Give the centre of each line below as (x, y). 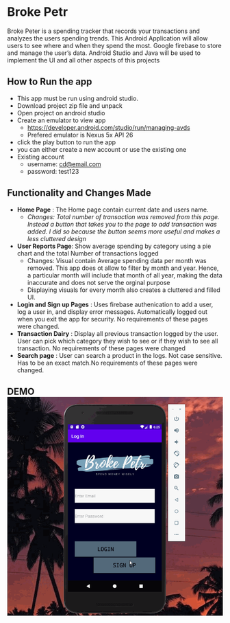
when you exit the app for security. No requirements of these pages (113, 319)
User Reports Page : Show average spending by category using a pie (114, 246)
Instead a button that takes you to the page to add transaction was (122, 224)
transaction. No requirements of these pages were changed (101, 348)
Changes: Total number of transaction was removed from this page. (124, 216)
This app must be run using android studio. (78, 98)
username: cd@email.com (64, 164)
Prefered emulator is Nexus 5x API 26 (80, 135)
